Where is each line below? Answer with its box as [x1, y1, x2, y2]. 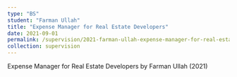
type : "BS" [7, 10, 39, 17]
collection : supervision [7, 43, 80, 50]
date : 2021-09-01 [7, 29, 59, 37]
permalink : [7, 36, 39, 43]
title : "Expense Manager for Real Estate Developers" [7, 23, 169, 30]
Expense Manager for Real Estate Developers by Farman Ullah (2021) [7, 62, 208, 70]
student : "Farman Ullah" [7, 17, 80, 24]
